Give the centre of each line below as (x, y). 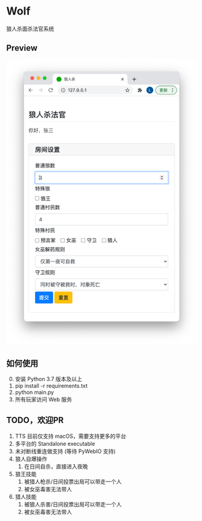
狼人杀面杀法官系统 (30, 28)
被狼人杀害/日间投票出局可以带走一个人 (73, 504)
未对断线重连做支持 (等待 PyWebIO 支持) (65, 451)
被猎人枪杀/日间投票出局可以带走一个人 (73, 481)
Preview (22, 48)
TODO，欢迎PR (35, 420)
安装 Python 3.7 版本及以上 (49, 379)
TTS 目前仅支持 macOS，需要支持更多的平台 (70, 436)
